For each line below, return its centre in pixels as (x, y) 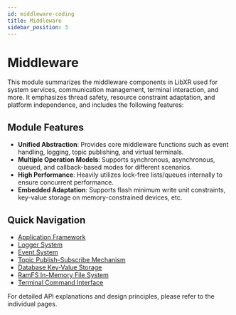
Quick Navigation (47, 220)
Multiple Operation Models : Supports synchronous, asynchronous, (116, 160)
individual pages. (32, 304)
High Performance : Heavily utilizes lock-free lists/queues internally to (120, 175)
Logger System (40, 244)
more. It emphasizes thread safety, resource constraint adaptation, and (111, 98)
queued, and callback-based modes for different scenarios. (104, 167)
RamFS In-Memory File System (63, 274)
